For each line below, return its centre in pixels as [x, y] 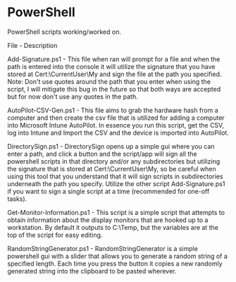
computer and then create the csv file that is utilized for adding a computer [116, 118]
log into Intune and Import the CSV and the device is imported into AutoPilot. [118, 133]
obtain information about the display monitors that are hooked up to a [108, 220]
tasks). [17, 199]
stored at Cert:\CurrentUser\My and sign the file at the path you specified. [114, 74]
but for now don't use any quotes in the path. [73, 97]
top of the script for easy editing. [55, 235]
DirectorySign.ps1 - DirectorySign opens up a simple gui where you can [111, 146]
